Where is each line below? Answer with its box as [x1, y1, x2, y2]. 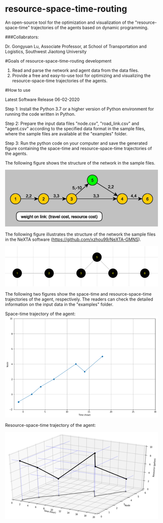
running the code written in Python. [5, 111, 76, 117]
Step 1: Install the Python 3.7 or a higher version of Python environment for [5, 106, 154, 112]
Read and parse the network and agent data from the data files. [12, 67, 139, 73]
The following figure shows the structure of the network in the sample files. [5, 160, 155, 166]
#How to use [5, 87, 31, 93]
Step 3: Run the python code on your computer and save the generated [5, 140, 148, 146]
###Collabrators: [5, 34, 39, 40]
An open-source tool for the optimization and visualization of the [5, 19, 134, 25]
